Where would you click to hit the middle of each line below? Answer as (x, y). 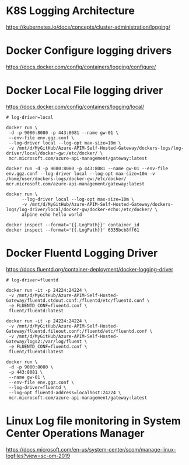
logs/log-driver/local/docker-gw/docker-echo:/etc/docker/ (79, 209)
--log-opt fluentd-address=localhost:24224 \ (65, 392)
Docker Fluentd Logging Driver (82, 253)
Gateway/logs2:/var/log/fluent (44, 341)
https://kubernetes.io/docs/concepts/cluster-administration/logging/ (88, 27)
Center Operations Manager (75, 433)
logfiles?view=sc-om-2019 (38, 456)
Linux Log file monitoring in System (93, 421)
